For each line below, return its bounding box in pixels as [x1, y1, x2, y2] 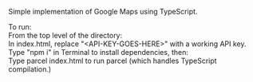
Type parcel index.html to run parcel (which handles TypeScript [8, 56, 217, 65]
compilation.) [8, 64, 52, 74]
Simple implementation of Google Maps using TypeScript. [8, 7, 198, 16]
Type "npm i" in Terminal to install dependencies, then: [8, 48, 189, 57]
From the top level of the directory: [8, 31, 123, 40]
